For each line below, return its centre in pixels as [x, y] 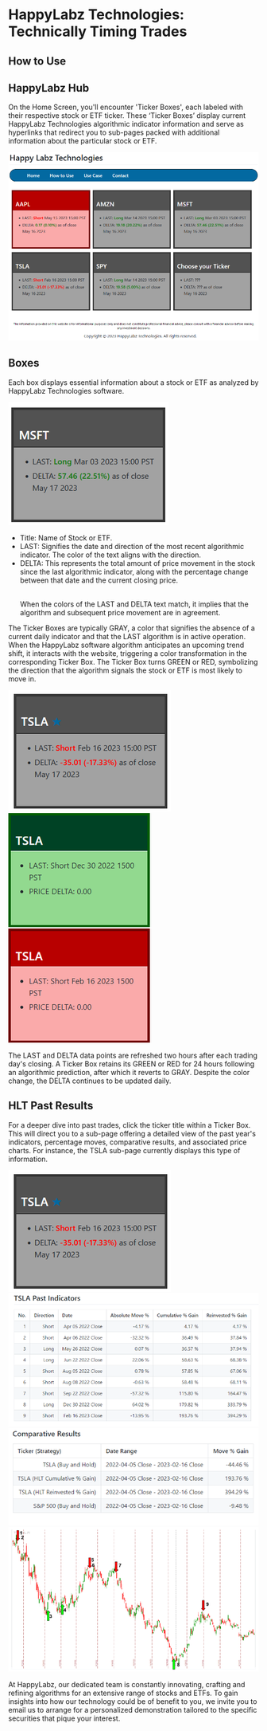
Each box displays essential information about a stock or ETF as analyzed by [133, 382]
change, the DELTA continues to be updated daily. [90, 1081]
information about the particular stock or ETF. [83, 141]
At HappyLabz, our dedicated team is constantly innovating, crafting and [127, 1684]
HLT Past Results [51, 1106]
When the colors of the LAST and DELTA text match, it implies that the [134, 604]
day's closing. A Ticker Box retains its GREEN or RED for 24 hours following [132, 1064]
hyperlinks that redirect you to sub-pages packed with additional [114, 132]
